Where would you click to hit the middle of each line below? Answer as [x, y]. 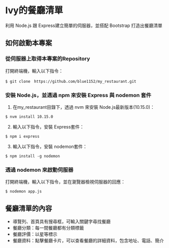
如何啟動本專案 [29, 43]
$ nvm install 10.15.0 [29, 117]
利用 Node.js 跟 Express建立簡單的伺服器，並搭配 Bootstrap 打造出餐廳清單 [84, 25]
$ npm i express [22, 136]
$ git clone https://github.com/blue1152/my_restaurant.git [71, 81]
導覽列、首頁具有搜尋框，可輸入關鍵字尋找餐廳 [61, 222]
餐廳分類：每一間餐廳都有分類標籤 [48, 228]
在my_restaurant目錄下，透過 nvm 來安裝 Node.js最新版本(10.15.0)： [83, 107]
